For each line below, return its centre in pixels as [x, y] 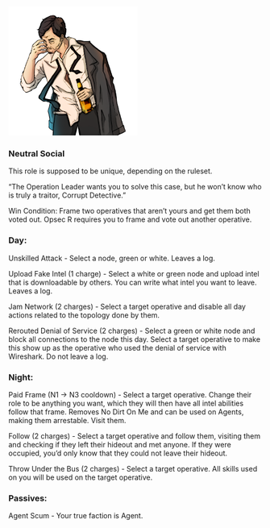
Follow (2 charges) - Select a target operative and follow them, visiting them [134, 436]
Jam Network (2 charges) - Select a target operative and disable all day [127, 306]
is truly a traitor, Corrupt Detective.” [67, 195]
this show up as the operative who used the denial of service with [118, 347]
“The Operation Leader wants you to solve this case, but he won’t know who [135, 187]
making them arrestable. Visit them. [67, 420]
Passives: [28, 498]
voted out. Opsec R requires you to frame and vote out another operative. [130, 219]
